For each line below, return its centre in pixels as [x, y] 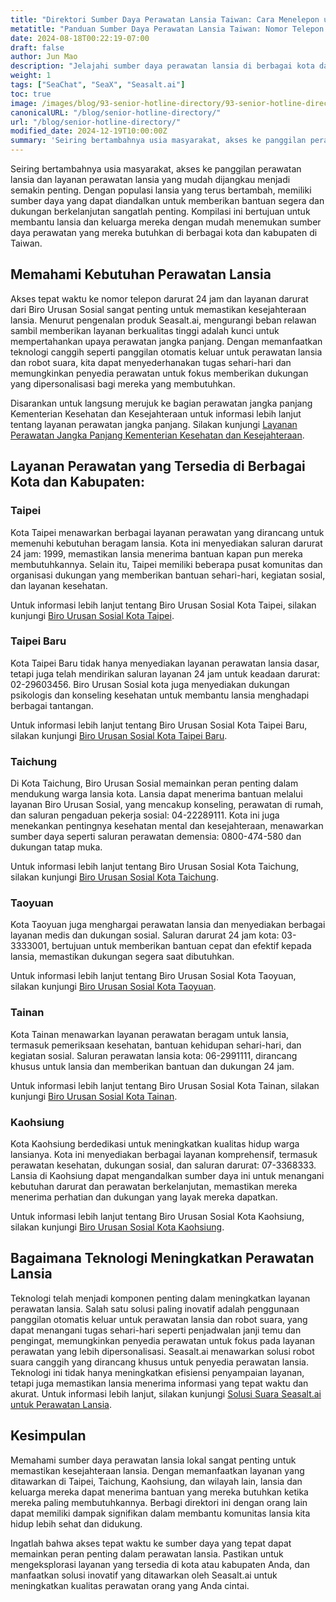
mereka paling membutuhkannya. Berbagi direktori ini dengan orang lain [159, 1502]
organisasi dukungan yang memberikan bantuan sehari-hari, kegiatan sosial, [168, 575]
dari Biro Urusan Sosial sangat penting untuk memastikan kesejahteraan [158, 309]
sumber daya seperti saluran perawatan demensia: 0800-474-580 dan [156, 837]
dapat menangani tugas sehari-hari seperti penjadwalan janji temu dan [156, 1330]
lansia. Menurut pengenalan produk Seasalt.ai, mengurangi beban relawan [163, 320]
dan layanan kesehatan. [59, 585]
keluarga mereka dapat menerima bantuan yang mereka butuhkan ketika [159, 1492]
